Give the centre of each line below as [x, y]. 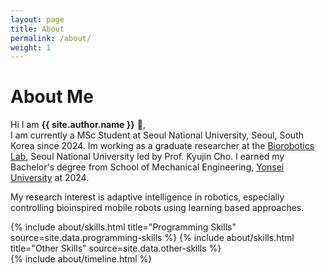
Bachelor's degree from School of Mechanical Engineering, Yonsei [147, 167]
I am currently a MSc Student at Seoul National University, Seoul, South [157, 135]
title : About [37, 29]
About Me [52, 97]
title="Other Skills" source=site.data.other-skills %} [116, 248]
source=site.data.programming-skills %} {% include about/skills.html [152, 238]
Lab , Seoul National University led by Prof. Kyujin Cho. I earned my [147, 157]
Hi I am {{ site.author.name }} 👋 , [78, 125]
